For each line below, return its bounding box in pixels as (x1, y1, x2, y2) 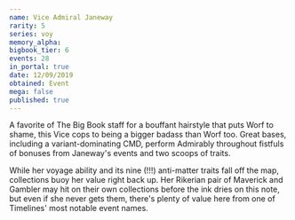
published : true (9, 95, 69, 105)
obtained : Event (9, 79, 69, 88)
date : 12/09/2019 (9, 71, 74, 80)
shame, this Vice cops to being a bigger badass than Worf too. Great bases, (9, 130, 287, 140)
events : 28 (9, 54, 50, 63)
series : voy (9, 29, 53, 38)
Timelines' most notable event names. (9, 203, 148, 214)
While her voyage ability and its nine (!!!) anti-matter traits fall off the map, (9, 165, 280, 176)
